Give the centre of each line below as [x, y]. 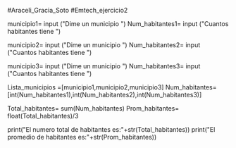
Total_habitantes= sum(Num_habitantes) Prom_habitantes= [93, 108]
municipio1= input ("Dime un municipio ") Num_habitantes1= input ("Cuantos [118, 24]
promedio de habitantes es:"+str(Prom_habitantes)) [82, 137]
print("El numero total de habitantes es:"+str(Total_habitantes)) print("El [111, 129]
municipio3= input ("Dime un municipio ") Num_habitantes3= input [104, 66]
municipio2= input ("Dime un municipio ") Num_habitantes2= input [104, 45]
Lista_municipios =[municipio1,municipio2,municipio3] [86, 87]
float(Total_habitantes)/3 [43, 116]
